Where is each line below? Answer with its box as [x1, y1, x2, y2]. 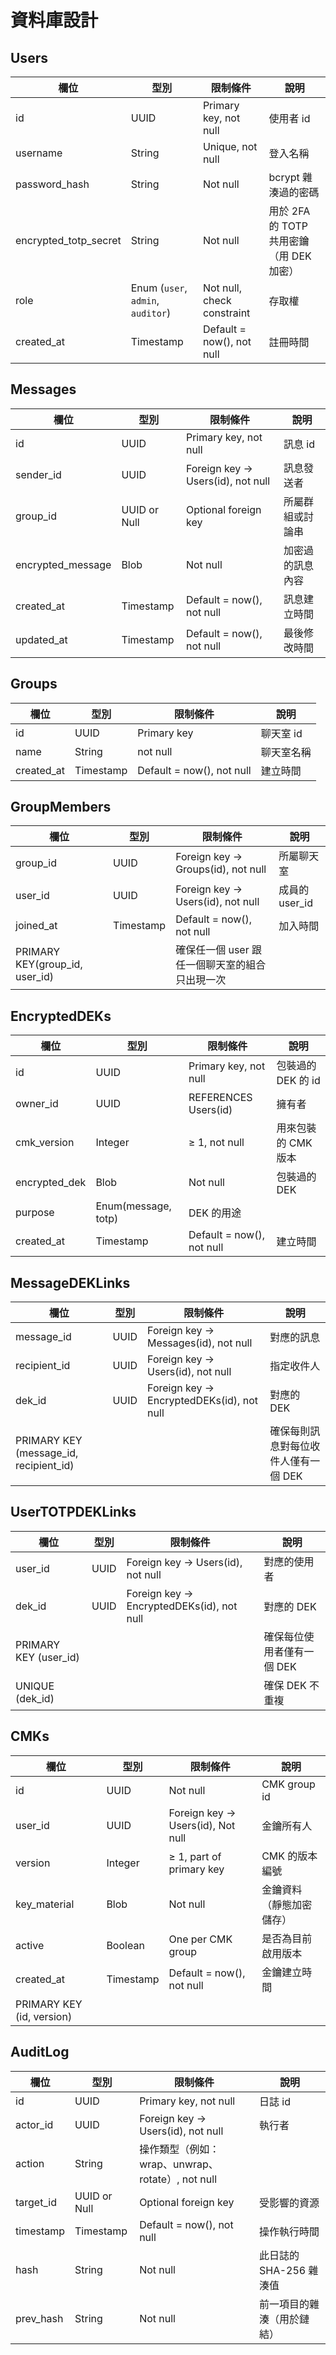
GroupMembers [10, 799, 112, 816]
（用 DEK [268, 249, 312, 263]
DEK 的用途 [188, 1206, 242, 1220]
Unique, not [202, 140, 258, 153]
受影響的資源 [259, 2196, 320, 2210]
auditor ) [130, 306, 172, 320]
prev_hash [15, 2311, 64, 2325]
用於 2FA [268, 204, 311, 218]
